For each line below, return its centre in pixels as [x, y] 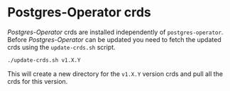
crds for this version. [38, 81]
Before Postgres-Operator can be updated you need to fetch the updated [114, 39]
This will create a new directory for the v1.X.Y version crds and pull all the [115, 74]
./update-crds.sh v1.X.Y [44, 60]
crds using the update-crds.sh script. [61, 47]
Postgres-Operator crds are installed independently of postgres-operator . [115, 32]
